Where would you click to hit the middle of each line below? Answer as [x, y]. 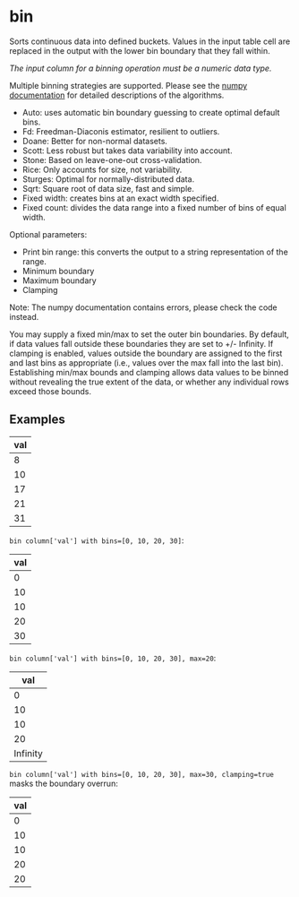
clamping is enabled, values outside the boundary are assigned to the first [146, 353]
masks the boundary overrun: [64, 783]
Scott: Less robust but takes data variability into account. [127, 151]
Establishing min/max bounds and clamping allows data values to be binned [149, 372]
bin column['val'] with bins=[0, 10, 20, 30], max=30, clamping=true [142, 774]
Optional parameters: [48, 234]
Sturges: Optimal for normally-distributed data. [108, 179]
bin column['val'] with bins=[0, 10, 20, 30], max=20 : [113, 658]
